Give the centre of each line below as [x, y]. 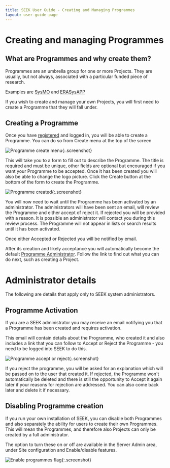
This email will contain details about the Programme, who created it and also [85, 338]
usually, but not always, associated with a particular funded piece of [77, 76]
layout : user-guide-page [31, 15]
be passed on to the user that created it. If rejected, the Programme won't [82, 374]
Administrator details [51, 280]
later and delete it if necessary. [38, 390]
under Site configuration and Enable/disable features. [61, 450]
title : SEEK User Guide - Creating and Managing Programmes [70, 10]
